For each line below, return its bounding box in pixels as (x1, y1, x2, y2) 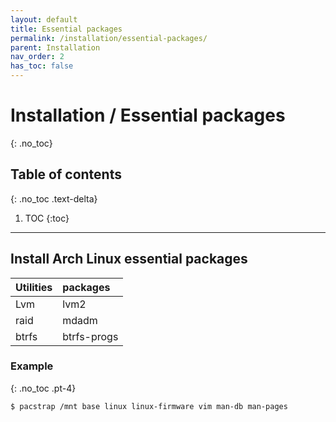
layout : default (10, 14, 78, 25)
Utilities (15, 280, 53, 294)
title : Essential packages (10, 24, 123, 34)
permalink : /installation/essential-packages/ (10, 33, 208, 43)
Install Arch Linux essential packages (10, 251, 248, 268)
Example (10, 359, 54, 373)
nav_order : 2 (10, 52, 65, 62)
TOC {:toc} (24, 212, 70, 224)
